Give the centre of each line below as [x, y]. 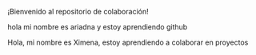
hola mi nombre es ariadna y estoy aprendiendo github [98, 27]
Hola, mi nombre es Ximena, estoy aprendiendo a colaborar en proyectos [128, 42]
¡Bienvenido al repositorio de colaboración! [78, 12]
